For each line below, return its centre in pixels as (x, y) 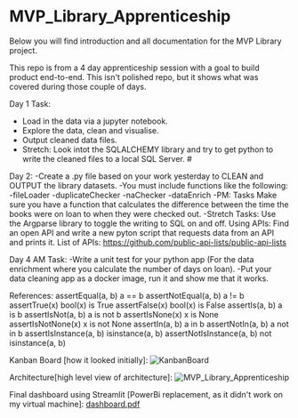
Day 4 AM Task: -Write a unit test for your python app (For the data (132, 259)
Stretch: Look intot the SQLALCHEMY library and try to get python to (148, 149)
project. (24, 50)
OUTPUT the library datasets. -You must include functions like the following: (149, 185)
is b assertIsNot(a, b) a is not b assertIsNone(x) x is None (114, 314)
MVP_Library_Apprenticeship (120, 16)
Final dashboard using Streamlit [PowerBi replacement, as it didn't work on (146, 394)
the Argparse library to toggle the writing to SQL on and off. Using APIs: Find (149, 223)
